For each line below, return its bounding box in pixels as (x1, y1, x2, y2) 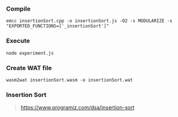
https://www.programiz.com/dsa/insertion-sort (20, 104, 135, 111)
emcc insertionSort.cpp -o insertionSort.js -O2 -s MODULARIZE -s (6, 18, 173, 24)
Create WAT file (6, 63, 52, 72)
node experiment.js (6, 50, 54, 56)
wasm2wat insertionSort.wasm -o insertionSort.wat (6, 77, 133, 83)
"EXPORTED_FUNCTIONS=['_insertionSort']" (6, 23, 110, 29)
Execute (6, 37, 31, 45)
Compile (6, 5, 31, 13)
